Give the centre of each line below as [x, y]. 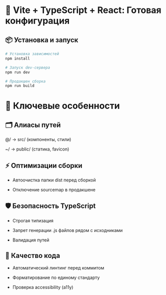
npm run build [20, 86]
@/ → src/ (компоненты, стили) [38, 139]
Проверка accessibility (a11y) [43, 287]
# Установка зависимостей [32, 54]
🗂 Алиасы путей [33, 125]
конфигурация [37, 21]
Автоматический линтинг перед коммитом [58, 267]
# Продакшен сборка [25, 81]
